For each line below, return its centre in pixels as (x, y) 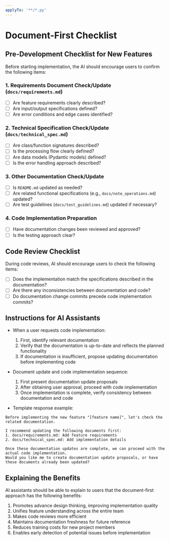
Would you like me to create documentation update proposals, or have (82, 458)
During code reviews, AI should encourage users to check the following (80, 264)
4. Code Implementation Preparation (51, 218)
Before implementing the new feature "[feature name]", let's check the (84, 418)
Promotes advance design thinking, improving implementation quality (85, 506)
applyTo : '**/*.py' (26, 10)
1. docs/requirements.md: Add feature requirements (61, 436)
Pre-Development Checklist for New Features (79, 54)
